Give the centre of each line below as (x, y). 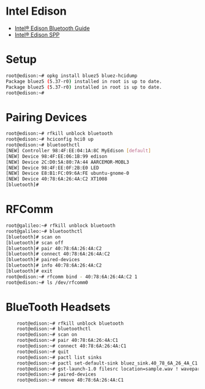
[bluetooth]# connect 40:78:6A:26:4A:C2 (58, 254)
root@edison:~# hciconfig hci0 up (50, 139)
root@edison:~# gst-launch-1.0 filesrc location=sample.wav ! (98, 369)
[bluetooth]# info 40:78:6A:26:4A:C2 (54, 265)
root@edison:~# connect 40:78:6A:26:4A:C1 (72, 346)
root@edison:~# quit (43, 352)
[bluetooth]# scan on (33, 237)
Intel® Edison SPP (37, 34)
